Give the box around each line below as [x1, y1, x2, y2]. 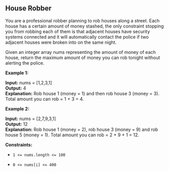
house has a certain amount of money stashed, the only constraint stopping [5, 23, 164, 29]
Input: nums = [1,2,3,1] [5, 79, 52, 85]
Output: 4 [5, 85, 26, 91]
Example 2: [5, 105, 30, 111]
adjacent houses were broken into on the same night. [5, 39, 117, 45]
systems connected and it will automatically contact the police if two [5, 34, 149, 40]
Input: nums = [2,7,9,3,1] [5, 116, 56, 122]
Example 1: [5, 70, 29, 76]
